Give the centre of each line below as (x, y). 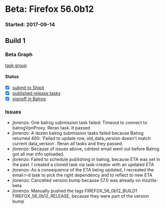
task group (16, 65)
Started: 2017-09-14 (30, 25)
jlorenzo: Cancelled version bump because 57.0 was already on (76, 180)
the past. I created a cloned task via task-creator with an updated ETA (83, 165)
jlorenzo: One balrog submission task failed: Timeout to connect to (80, 123)
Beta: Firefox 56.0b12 (49, 9)
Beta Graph (19, 54)
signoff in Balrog (29, 99)
